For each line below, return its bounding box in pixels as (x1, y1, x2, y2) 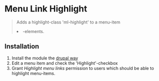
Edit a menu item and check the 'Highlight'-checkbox (11, 60, 118, 66)
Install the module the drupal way (11, 55, 79, 61)
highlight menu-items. (11, 70, 56, 76)
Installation (4, 42, 39, 51)
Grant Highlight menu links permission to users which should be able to (11, 65, 154, 71)
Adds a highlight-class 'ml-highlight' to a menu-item (16, 19, 121, 25)
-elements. (22, 28, 45, 34)
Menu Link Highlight (4, 3, 88, 14)
